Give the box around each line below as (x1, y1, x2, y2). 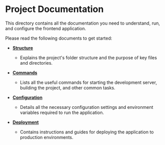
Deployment (12, 119, 39, 125)
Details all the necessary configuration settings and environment (20, 104, 153, 110)
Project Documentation (5, 4, 104, 15)
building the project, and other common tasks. (20, 84, 115, 91)
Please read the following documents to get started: (5, 35, 112, 41)
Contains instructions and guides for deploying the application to (20, 129, 154, 135)
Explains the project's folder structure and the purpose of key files (20, 54, 157, 61)
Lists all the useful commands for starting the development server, (20, 79, 157, 85)
